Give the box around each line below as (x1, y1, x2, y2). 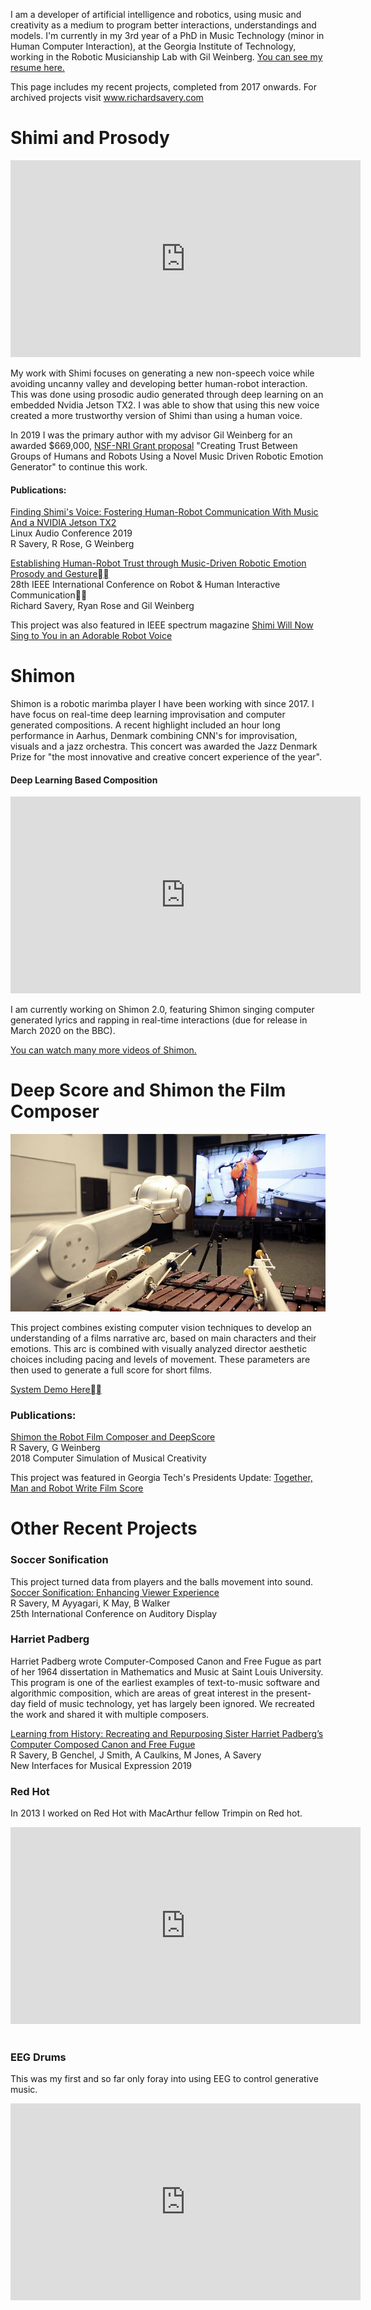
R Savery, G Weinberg (10, 1442, 101, 1454)
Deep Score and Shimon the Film (10, 1079, 287, 1102)
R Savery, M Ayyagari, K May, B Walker (10, 1597, 171, 1609)
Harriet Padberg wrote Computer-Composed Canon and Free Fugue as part (10, 1655, 322, 1667)
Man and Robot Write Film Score (10, 1482, 144, 1494)
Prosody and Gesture (10, 568, 98, 580)
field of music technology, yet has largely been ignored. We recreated (28, 1697, 315, 1709)
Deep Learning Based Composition (10, 774, 158, 786)
